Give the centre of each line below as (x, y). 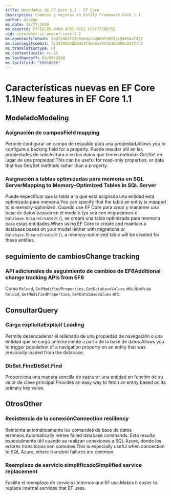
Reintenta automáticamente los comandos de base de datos (69, 430)
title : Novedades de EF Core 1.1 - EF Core (52, 10)
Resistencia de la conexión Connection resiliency (67, 418)
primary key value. (25, 388)
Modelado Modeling (37, 118)
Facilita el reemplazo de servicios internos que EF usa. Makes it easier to (81, 483)
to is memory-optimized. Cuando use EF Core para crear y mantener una (82, 207)
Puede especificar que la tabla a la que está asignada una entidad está (80, 196)
